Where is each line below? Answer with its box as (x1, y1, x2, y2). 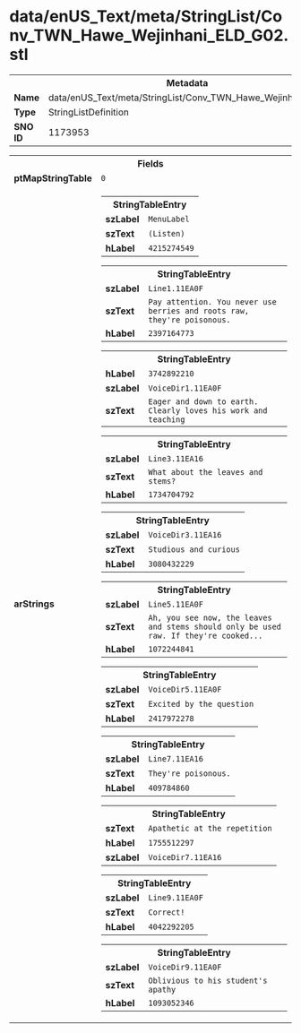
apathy (147, 984, 176, 994)
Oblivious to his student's (147, 975, 268, 986)
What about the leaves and (147, 467, 263, 477)
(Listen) (147, 228, 185, 238)
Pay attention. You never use (147, 297, 278, 306)
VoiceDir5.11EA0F (147, 684, 222, 694)
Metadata (166, 76, 209, 89)
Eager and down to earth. (147, 396, 259, 407)
